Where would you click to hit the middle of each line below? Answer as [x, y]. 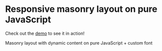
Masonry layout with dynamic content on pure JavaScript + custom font [79, 43]
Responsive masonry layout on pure [81, 9]
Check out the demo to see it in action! [45, 33]
